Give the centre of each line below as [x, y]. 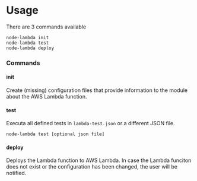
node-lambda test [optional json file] [55, 134]
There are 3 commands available [46, 27]
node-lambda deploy [30, 48]
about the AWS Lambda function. [47, 97]
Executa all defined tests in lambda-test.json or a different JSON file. [90, 123]
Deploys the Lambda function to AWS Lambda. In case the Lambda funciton [99, 160]
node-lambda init [28, 37]
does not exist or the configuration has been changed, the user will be [92, 167]
